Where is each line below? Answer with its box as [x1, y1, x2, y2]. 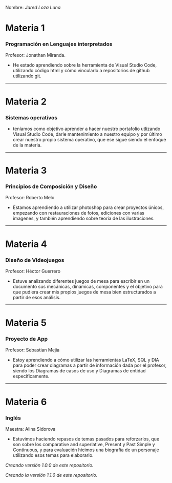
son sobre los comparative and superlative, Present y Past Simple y [12, 441, 155, 447]
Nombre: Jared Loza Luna [5, 5, 61, 10]
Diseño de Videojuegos [5, 256, 64, 263]
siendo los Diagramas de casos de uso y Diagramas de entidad [12, 368, 146, 374]
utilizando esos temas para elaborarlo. [12, 452, 94, 458]
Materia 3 [5, 165, 47, 176]
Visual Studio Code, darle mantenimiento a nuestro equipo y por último [12, 131, 162, 137]
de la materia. [12, 142, 42, 148]
